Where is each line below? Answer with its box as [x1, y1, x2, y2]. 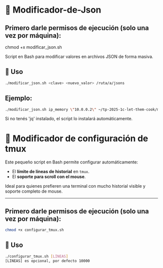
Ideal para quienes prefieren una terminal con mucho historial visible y [5, 183, 146, 189]
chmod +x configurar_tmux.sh [5, 228, 64, 232]
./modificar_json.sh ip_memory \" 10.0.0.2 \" [5, 107, 97, 112]
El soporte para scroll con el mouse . [12, 174, 86, 179]
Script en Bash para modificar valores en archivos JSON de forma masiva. [5, 54, 154, 59]
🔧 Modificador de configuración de [5, 133, 148, 144]
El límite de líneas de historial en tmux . [12, 169, 90, 175]
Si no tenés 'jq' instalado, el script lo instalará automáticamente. [5, 116, 133, 122]
